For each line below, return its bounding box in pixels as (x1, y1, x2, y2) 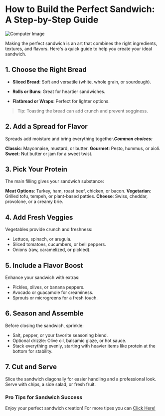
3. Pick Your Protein (5, 165, 68, 173)
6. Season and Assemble (5, 309, 84, 318)
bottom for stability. (12, 348, 53, 354)
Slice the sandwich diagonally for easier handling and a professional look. (5, 376, 157, 382)
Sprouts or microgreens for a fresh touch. (12, 295, 98, 300)
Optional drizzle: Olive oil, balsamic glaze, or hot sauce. (12, 337, 127, 343)
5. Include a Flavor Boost (5, 261, 83, 269)
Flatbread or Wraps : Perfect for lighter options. (12, 98, 110, 104)
